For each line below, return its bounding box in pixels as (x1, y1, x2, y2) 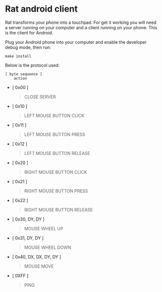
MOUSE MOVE (24, 263, 54, 269)
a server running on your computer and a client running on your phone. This (5, 24, 157, 30)
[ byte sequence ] (5, 71, 42, 76)
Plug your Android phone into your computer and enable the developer (5, 39, 147, 45)
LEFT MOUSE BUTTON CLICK (24, 113, 85, 119)
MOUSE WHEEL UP (24, 225, 63, 231)
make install (5, 53, 32, 59)
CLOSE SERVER (24, 94, 56, 100)
